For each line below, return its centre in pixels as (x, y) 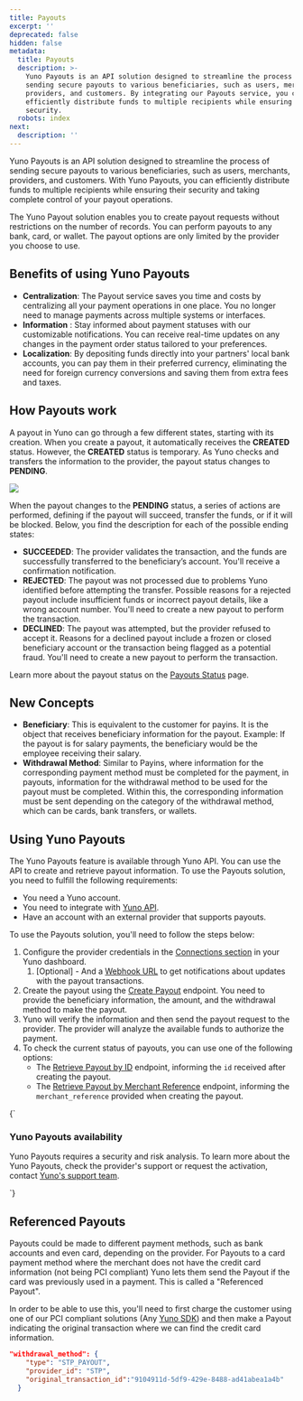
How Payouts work (63, 411)
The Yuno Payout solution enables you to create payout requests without (144, 217)
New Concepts (52, 702)
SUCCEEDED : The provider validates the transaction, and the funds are (154, 551)
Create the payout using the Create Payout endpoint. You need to (144, 991)
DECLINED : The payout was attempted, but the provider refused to (146, 628)
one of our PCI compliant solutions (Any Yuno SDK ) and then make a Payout (150, 1319)
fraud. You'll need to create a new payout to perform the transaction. (150, 657)
